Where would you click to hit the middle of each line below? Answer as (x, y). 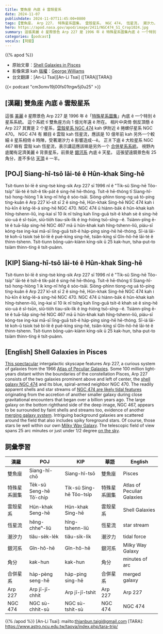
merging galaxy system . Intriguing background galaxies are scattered (74, 415)
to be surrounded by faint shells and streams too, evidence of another (75, 410)
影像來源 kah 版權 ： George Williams (48, 71)
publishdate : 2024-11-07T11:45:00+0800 (45, 18)
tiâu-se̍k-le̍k (44, 536)
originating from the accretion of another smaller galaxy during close (74, 394)
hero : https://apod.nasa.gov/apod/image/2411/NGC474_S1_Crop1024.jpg (77, 28)
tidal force (135, 536)
